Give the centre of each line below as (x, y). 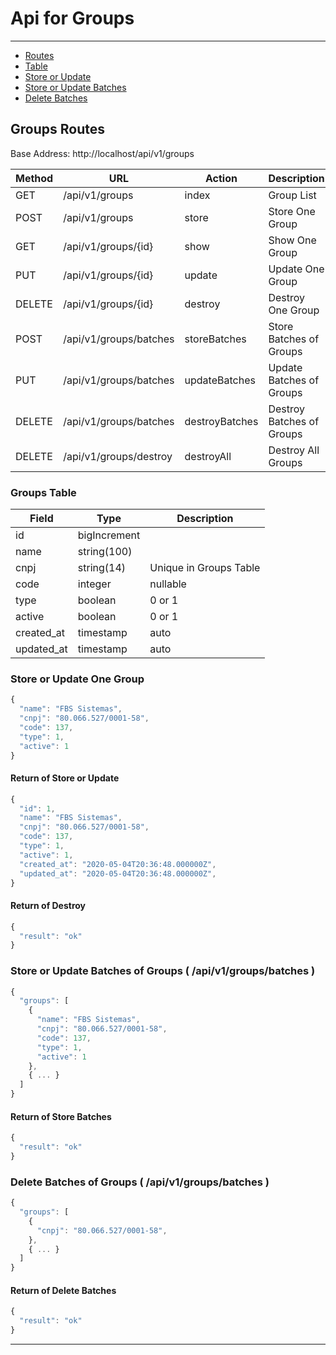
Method (34, 178)
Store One (292, 211)
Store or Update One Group (77, 679)
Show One (292, 240)
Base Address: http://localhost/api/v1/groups (102, 153)
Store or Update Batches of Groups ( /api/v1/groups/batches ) (163, 971)
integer (94, 584)
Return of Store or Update (65, 778)
